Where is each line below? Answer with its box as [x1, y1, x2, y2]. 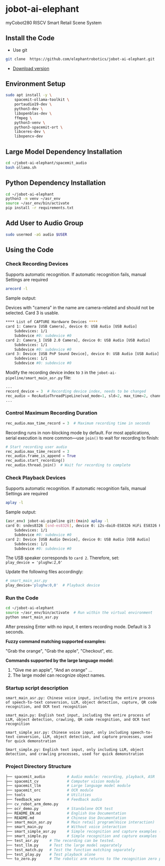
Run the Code [5, 595, 39, 601]
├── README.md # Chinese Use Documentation [5, 815, 126, 820]
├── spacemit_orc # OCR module [5, 788, 94, 793]
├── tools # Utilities [5, 793, 92, 798]
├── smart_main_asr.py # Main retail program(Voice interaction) [5, 820, 155, 825]
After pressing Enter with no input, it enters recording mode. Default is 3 [5, 624, 151, 630]
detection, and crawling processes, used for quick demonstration [5, 751, 144, 757]
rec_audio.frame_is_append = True [5, 453, 76, 458]
